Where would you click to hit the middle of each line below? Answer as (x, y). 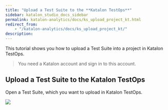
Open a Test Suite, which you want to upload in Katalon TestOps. (74, 92)
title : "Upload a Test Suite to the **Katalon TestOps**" (69, 10)
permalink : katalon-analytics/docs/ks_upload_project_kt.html (73, 19)
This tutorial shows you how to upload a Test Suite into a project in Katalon (84, 48)
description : (19, 34)
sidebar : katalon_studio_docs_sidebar (47, 15)
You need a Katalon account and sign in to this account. (77, 64)
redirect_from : (22, 24)
